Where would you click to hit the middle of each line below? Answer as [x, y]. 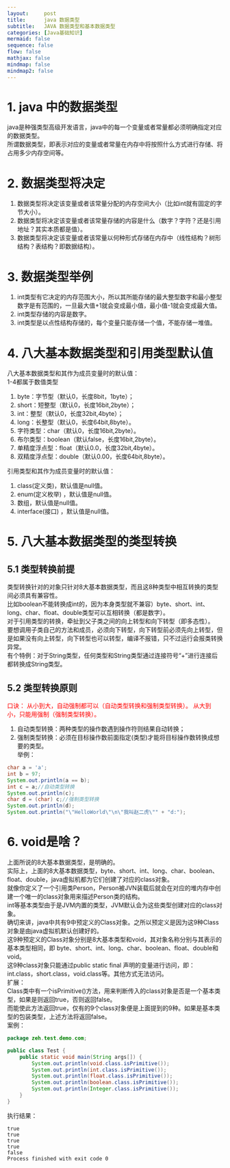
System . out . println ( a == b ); [49, 780]
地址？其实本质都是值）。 [52, 229]
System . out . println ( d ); [41, 806]
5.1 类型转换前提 [41, 569]
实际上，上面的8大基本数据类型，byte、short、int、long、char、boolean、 [113, 871]
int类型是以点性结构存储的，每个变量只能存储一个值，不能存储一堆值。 [117, 323]
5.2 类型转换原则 [42, 688]
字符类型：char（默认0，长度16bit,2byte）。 [78, 431]
